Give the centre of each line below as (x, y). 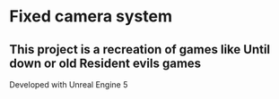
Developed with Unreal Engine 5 (69, 85)
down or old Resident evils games (105, 63)
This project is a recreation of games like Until (140, 49)
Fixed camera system (91, 16)
